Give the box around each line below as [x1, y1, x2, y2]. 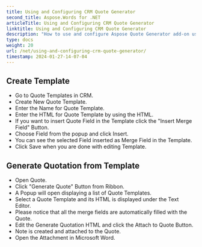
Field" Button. [14, 124, 49, 131]
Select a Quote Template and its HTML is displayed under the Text [14, 196, 179, 203]
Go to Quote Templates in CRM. [14, 92, 93, 99]
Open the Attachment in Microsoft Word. [14, 234, 115, 242]
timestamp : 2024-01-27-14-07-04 [6, 54, 87, 60]
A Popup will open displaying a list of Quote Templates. [14, 189, 152, 196]
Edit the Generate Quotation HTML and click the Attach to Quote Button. [14, 221, 194, 229]
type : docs [6, 37, 34, 43]
